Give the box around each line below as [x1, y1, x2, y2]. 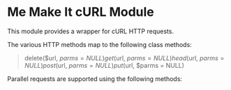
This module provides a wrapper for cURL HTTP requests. [7, 27, 174, 35]
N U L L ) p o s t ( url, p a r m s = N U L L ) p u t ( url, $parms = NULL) [24, 61, 185, 69]
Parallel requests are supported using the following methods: [7, 74, 183, 83]
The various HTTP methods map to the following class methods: [7, 40, 192, 48]
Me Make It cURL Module [7, 4, 155, 20]
